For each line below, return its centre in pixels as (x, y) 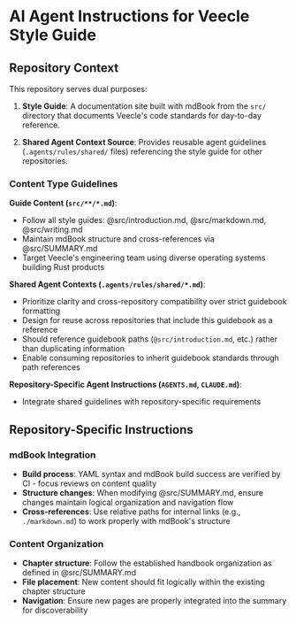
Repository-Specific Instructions (102, 430)
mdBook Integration (53, 455)
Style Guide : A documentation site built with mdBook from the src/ (144, 106)
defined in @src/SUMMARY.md (79, 573)
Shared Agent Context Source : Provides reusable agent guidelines (144, 142)
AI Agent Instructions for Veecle (129, 16)
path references (51, 367)
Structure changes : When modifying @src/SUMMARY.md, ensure (142, 492)
